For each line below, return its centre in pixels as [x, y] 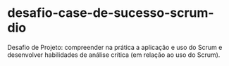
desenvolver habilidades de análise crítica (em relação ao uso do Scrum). [114, 55]
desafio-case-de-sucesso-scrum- [111, 13]
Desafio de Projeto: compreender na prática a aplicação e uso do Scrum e [115, 47]
